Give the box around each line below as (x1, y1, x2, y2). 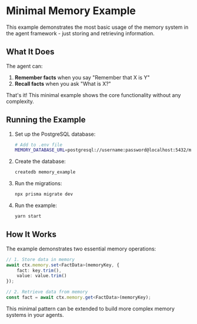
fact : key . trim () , (16, 268, 62, 273)
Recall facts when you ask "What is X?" (14, 80, 112, 87)
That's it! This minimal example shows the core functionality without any (6, 91, 181, 98)
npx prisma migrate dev (14, 191, 74, 198)
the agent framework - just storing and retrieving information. (6, 29, 155, 36)
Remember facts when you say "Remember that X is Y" (14, 74, 150, 81)
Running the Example (6, 115, 86, 125)
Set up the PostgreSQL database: (14, 131, 96, 138)
